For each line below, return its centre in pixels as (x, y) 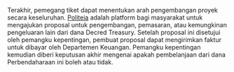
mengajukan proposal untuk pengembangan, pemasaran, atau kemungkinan (117, 25)
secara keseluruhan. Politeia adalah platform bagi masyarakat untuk (105, 17)
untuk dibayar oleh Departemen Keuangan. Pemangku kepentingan (104, 47)
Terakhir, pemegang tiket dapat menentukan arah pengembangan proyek (113, 10)
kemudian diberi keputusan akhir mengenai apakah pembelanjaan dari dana (117, 55)
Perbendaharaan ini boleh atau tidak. (60, 62)
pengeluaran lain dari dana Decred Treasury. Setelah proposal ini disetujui (114, 32)
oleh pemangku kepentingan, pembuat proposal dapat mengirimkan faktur (115, 40)
